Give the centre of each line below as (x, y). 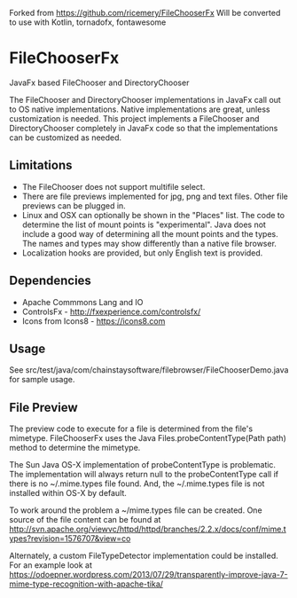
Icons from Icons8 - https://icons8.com (94, 321)
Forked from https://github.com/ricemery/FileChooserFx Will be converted (145, 13)
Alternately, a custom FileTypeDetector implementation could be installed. (144, 556)
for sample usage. (42, 380)
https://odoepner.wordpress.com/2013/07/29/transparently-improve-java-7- (148, 575)
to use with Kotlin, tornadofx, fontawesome (88, 22)
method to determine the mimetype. (75, 448)
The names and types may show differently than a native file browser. (149, 243)
